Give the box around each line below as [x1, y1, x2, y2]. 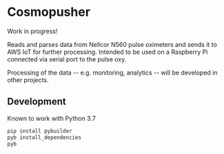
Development [7, 96, 67, 108]
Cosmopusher [7, 4, 91, 20]
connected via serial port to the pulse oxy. [7, 55, 127, 63]
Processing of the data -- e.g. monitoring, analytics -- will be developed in [7, 68, 218, 77]
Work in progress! [7, 27, 58, 35]
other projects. [7, 75, 50, 84]
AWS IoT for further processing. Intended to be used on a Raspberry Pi [7, 48, 208, 56]
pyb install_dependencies [7, 134, 81, 141]
